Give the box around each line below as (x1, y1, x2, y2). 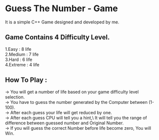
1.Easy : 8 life (5, 46, 32, 52)
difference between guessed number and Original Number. (5, 120, 124, 126)
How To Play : (5, 76, 47, 84)
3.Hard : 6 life (5, 57, 33, 62)
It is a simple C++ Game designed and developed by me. (5, 19, 119, 25)
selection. (5, 94, 25, 100)
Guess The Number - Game (5, 3, 118, 14)
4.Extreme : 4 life (5, 61, 40, 67)
